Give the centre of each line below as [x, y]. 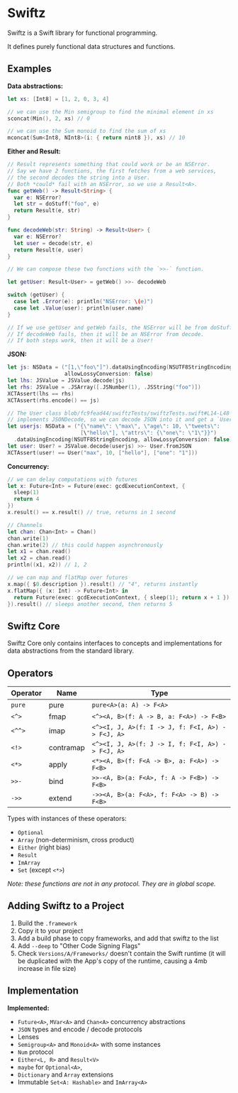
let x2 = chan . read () [39, 558]
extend [60, 798]
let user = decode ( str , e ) [53, 243]
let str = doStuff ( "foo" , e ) [57, 204]
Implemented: [28, 1008]
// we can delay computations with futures [73, 479]
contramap [67, 747]
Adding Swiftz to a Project [66, 906]
